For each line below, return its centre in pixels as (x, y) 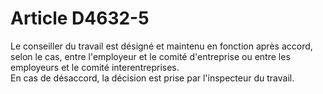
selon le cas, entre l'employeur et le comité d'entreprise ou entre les (150, 56)
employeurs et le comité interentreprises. (95, 67)
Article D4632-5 (80, 18)
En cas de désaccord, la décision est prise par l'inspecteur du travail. (152, 78)
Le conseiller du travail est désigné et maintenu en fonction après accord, (161, 46)
